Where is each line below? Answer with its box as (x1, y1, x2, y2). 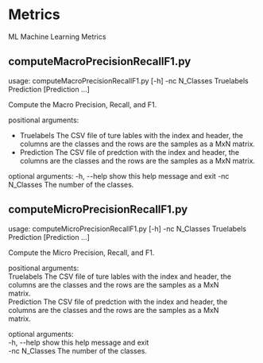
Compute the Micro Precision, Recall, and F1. (8, 248, 155, 257)
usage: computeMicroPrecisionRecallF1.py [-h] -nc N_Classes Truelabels (8, 224, 247, 234)
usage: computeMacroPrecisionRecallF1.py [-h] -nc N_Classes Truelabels (8, 75, 249, 85)
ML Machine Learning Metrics (8, 32, 106, 41)
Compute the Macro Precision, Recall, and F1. (8, 99, 157, 109)
